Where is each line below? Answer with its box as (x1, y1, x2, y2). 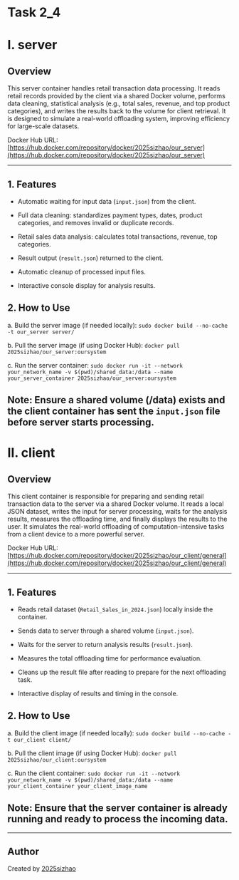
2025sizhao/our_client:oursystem (7, 756, 107, 763)
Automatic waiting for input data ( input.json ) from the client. (17, 197, 196, 205)
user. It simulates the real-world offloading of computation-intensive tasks (7, 522, 225, 531)
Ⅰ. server (7, 37, 58, 53)
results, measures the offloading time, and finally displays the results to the (7, 514, 228, 524)
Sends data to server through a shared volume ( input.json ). (17, 626, 194, 635)
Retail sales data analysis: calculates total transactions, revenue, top (17, 232, 218, 241)
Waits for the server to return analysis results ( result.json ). (17, 641, 193, 649)
